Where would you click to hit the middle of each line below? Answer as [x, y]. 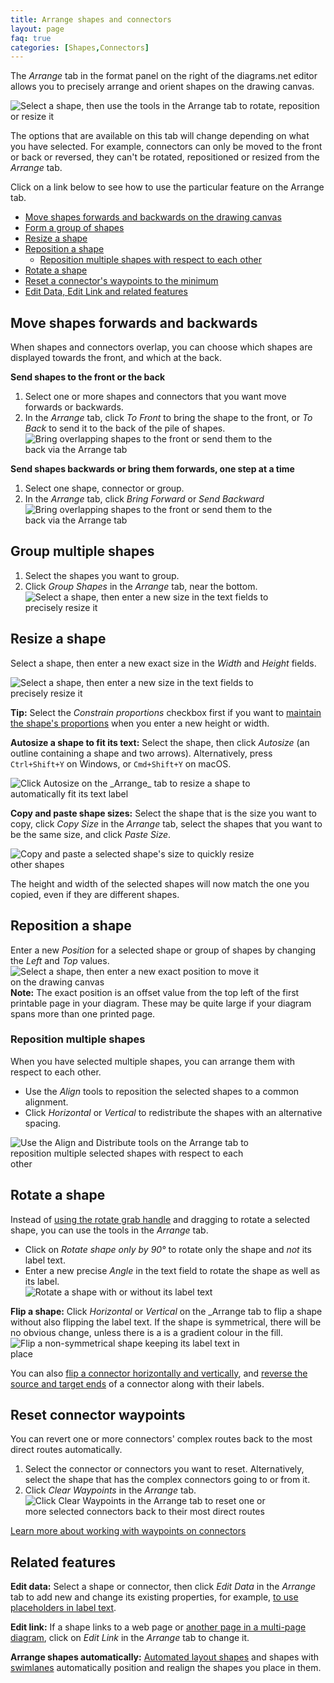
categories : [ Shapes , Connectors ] [80, 47]
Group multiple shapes [82, 551]
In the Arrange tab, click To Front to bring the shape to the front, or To [168, 418]
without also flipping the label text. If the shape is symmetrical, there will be [166, 1322]
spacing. [43, 1123]
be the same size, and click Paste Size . [91, 834]
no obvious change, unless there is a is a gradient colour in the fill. [146, 1332]
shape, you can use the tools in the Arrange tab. [109, 1230]
